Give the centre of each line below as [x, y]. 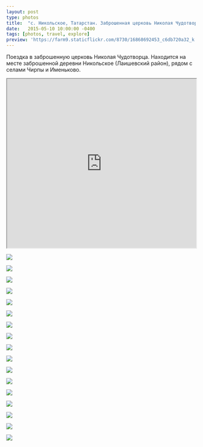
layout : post [23, 12]
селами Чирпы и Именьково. [44, 69]
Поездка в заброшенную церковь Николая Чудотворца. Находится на [96, 57]
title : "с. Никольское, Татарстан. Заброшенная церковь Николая [89, 23]
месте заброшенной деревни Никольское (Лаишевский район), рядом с [99, 63]
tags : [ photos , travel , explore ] [48, 34]
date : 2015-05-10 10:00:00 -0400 [51, 29]
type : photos [23, 17]
